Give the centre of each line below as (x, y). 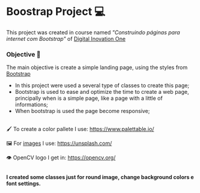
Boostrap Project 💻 (56, 12)
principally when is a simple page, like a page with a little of (89, 98)
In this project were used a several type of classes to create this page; (102, 85)
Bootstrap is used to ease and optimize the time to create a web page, (102, 92)
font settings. (23, 183)
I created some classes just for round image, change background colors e (100, 177)
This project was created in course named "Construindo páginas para (93, 32)
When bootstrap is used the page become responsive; (83, 111)
